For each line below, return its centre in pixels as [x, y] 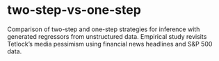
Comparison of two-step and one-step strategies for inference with [104, 29]
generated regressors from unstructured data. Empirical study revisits [107, 36]
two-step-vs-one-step [74, 10]
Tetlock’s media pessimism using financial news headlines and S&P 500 [110, 44]
